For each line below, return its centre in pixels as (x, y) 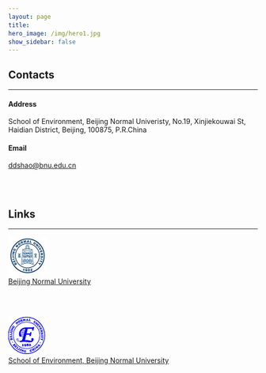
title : (19, 25)
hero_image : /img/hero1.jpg (55, 33)
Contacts (32, 75)
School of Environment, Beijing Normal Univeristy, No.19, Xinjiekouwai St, (127, 122)
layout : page (30, 17)
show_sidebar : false (42, 42)
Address (23, 104)
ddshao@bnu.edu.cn (42, 165)
